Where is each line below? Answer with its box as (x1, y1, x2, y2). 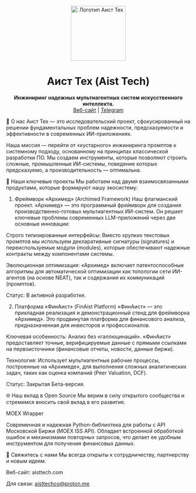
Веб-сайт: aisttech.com (6, 468, 63, 475)
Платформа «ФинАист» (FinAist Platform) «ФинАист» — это (14, 303, 163, 310)
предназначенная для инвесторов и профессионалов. (14, 321, 150, 328)
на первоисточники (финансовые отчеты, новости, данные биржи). (6, 345, 174, 352)
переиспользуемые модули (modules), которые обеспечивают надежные (6, 244, 190, 251)
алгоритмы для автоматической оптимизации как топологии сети (6, 268, 171, 275)
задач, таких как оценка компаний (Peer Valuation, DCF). (6, 369, 147, 376)
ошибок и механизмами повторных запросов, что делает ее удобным (6, 433, 181, 440)
